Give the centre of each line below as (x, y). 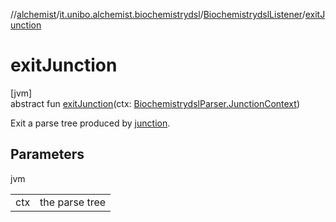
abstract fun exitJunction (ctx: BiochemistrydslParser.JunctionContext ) (155, 103)
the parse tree (73, 202)
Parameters (47, 154)
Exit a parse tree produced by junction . (90, 123)
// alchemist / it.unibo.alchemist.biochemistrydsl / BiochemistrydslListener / (158, 14)
